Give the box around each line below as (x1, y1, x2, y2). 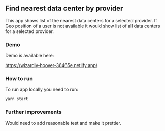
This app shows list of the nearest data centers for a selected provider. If (5, 17, 157, 23)
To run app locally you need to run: (5, 86, 79, 93)
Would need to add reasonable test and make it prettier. (5, 120, 122, 126)
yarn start (5, 96, 28, 102)
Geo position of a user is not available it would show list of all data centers (5, 23, 160, 29)
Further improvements (5, 109, 62, 116)
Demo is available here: (5, 53, 54, 59)
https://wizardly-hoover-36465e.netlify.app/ (5, 62, 98, 69)
